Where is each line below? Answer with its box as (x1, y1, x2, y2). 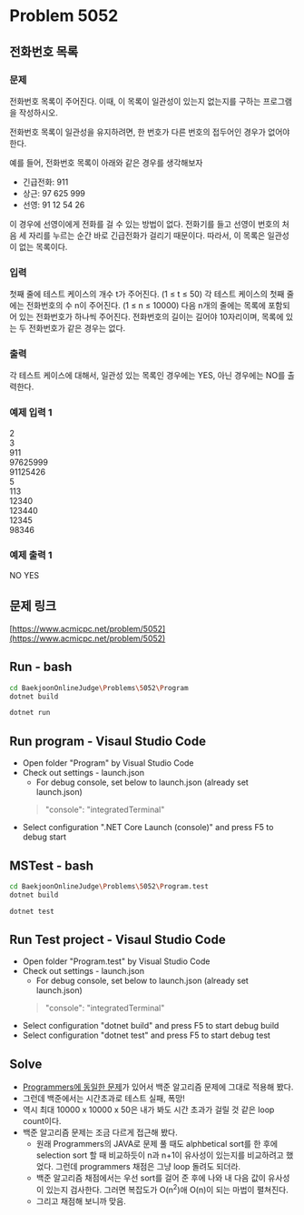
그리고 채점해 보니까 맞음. (35, 1195, 127, 1206)
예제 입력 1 (9, 407, 53, 419)
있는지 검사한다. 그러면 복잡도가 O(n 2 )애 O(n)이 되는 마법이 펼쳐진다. (45, 1183, 289, 1195)
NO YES (9, 570, 40, 581)
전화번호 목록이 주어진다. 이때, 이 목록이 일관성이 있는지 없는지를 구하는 (9, 95, 261, 106)
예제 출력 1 (9, 548, 53, 561)
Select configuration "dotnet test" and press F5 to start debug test (22, 1029, 270, 1041)
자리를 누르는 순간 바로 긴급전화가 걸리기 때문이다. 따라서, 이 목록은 (28, 229, 266, 241)
